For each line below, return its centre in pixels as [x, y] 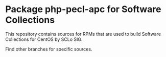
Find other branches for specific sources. [49, 49]
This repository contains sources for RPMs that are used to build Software [83, 34]
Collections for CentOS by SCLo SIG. [44, 39]
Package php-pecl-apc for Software [83, 9]
